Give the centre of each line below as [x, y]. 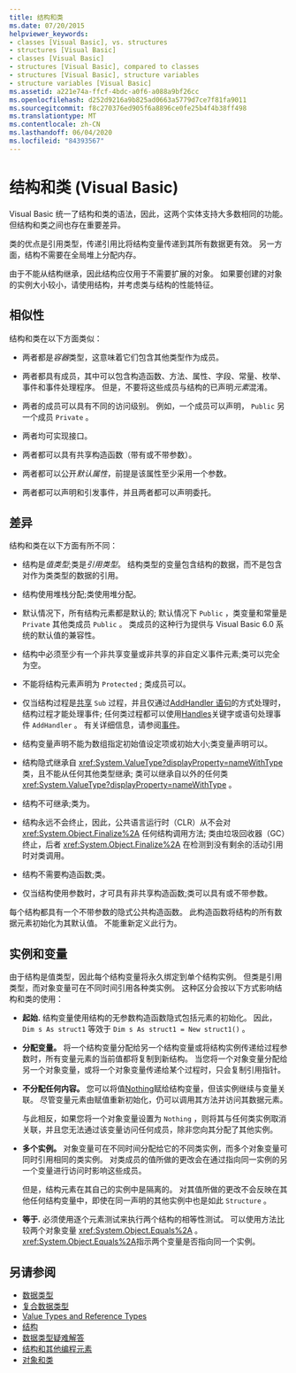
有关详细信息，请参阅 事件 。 [134, 725]
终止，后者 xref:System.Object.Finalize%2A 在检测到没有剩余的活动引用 [152, 845]
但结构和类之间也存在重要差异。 [67, 225]
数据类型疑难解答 [53, 1338]
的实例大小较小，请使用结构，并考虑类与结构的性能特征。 [114, 284]
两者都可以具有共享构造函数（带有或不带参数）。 [109, 454]
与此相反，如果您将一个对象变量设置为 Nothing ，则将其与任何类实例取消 [154, 1119]
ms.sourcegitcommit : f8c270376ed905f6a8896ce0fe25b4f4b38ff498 [128, 108]
